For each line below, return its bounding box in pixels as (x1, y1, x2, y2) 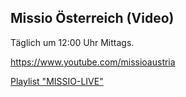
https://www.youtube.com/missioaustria (10, 56, 176, 68)
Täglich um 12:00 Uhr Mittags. (10, 36, 135, 48)
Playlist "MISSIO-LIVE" (10, 75, 104, 87)
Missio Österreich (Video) (10, 10, 175, 27)
